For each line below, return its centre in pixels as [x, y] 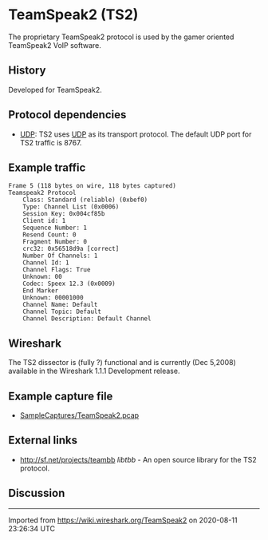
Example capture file [61, 396]
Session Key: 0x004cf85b [64, 214]
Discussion [37, 493]
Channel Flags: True [57, 270]
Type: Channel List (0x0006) [71, 207]
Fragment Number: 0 [55, 242]
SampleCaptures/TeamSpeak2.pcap [79, 415]
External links [43, 441]
